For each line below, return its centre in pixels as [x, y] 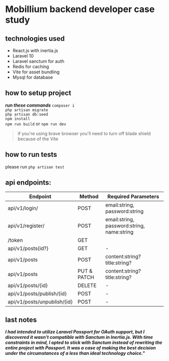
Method [89, 197]
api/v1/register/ [26, 226]
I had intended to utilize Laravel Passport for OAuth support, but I [75, 332]
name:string [119, 232]
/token [15, 240]
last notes [21, 320]
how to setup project [38, 93]
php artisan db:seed [27, 114]
